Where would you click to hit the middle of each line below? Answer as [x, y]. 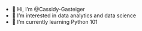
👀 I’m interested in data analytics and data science [74, 15]
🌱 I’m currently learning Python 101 [55, 22]
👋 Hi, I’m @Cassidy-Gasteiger [48, 9]
